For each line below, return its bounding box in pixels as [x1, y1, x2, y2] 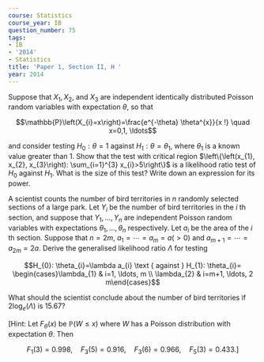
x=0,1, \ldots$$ [108, 126, 157, 135]
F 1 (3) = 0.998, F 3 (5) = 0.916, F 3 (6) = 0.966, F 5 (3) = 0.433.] [26, 345, 239, 356]
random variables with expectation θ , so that [8, 102, 153, 111]
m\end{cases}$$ [105, 277, 160, 287]
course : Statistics [8, 11, 73, 20]
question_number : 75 [8, 26, 77, 34]
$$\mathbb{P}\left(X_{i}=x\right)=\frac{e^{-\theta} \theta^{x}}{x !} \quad [15, 118, 251, 127]
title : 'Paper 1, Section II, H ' [8, 63, 123, 71]
